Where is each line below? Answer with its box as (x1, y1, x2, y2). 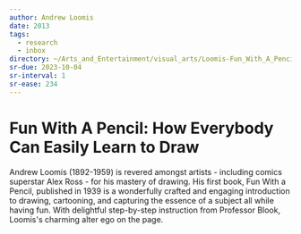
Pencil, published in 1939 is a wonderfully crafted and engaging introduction (9, 185, 290, 196)
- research (17, 38, 58, 47)
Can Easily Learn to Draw (9, 137, 200, 157)
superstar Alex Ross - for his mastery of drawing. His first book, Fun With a (9, 176, 287, 187)
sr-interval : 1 (9, 71, 66, 80)
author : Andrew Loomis (9, 13, 94, 22)
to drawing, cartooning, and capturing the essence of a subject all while (9, 195, 275, 205)
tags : (9, 29, 30, 38)
